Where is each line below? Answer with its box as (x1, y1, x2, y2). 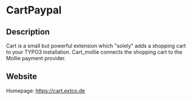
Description (6, 27, 50, 37)
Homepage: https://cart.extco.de (6, 87, 85, 94)
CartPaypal (6, 4, 62, 17)
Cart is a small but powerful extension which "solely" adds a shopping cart (6, 42, 186, 49)
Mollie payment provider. (6, 55, 66, 61)
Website (6, 71, 37, 82)
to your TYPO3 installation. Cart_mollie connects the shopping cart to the (6, 49, 183, 56)
